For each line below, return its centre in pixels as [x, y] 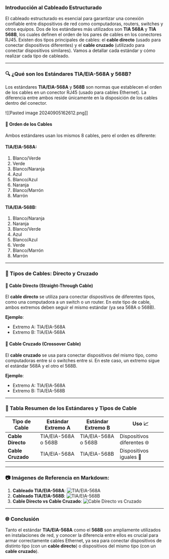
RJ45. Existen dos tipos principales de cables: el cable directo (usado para [83, 40]
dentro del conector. [26, 103]
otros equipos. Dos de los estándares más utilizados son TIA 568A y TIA [81, 29]
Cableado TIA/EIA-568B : [39, 496]
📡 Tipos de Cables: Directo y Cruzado [52, 273]
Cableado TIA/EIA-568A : [39, 491]
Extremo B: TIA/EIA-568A [39, 332]
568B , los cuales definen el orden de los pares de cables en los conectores [83, 35]
